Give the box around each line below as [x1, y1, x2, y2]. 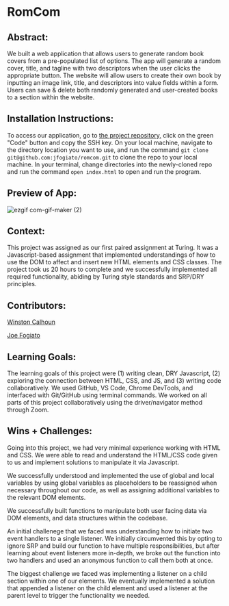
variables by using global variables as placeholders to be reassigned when [7, 479, 217, 487]
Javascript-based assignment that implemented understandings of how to [7, 251, 216, 259]
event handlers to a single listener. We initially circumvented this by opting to [7, 534, 223, 542]
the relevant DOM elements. [7, 493, 86, 501]
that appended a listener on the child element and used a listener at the [7, 583, 208, 592]
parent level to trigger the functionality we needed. [7, 591, 150, 599]
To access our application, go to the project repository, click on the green [7, 131, 214, 139]
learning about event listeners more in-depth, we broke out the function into [7, 548, 221, 557]
